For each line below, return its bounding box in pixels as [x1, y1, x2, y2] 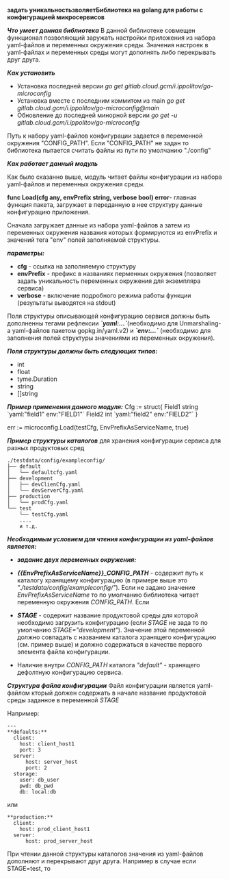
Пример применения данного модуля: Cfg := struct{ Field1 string [7, 403, 198, 410]
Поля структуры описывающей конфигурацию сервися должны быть [7, 312, 211, 320]
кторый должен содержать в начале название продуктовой [31, 689, 206, 697]
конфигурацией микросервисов [7, 13, 105, 21]
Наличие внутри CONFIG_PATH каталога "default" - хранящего [16, 661, 200, 669]
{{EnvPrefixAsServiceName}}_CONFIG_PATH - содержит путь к [16, 569, 204, 577]
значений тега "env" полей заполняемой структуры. [7, 236, 161, 244]
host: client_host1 [19, 741, 75, 747]
